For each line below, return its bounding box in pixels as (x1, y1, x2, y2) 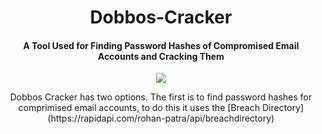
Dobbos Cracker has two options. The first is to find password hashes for (9, 91, 313, 103)
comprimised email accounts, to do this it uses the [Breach (17, 102, 261, 114)
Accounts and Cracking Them (97, 50, 225, 62)
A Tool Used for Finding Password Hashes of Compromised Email (22, 39, 300, 51)
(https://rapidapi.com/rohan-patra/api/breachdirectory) (47, 112, 275, 125)
